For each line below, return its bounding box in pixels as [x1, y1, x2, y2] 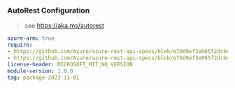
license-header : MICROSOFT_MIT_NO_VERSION [7, 61, 133, 68]
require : [7, 41, 33, 49]
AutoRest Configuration [7, 6, 90, 15]
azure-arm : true [7, 35, 55, 42]
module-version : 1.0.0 [7, 67, 73, 75]
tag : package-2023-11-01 [7, 74, 80, 81]
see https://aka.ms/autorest [24, 22, 105, 30]
